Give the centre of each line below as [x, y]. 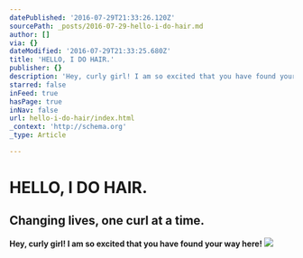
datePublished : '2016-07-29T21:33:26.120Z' [92, 18]
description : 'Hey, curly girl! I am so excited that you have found [143, 77]
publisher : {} [36, 69]
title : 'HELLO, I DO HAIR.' [62, 60]
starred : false [38, 85]
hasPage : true [36, 101]
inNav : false [34, 110]
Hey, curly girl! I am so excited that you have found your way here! [136, 244]
